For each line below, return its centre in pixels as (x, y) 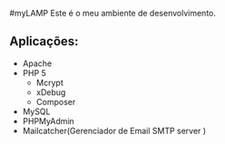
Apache (37, 63)
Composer (56, 101)
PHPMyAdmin (48, 120)
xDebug (51, 92)
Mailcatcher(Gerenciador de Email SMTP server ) (114, 130)
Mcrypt (49, 82)
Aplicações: (44, 41)
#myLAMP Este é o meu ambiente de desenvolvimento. (112, 13)
